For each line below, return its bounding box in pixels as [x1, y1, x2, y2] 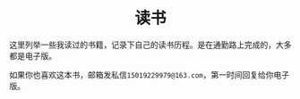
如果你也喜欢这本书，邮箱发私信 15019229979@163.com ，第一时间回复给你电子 [9, 69, 290, 80]
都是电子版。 [9, 50, 56, 61]
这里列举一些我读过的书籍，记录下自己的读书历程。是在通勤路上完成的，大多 [9, 39, 292, 50]
